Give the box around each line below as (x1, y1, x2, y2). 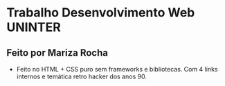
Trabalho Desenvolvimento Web (6, 5, 195, 21)
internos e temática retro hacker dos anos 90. (16, 72, 147, 80)
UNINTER (6, 19, 62, 35)
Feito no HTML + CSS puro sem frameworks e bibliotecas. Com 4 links (16, 65, 218, 73)
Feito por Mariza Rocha (6, 47, 109, 58)
